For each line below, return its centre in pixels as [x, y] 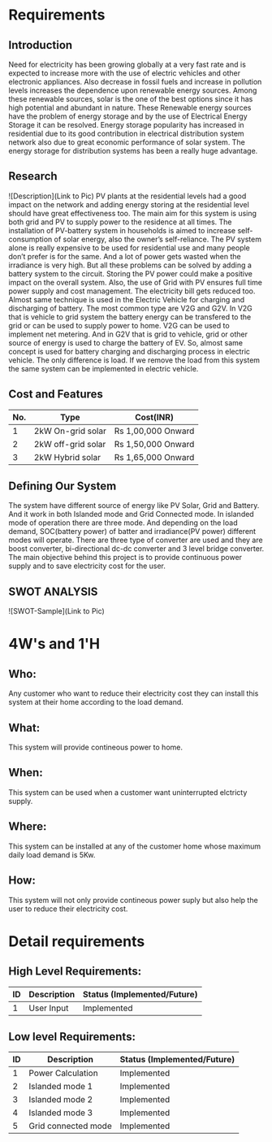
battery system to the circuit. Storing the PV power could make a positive [131, 273]
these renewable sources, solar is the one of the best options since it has [131, 99]
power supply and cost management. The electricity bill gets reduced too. [132, 291]
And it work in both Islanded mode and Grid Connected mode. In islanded [131, 515]
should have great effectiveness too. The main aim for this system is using [133, 213]
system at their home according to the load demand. [96, 702]
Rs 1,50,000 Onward [154, 444]
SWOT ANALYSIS [53, 591]
